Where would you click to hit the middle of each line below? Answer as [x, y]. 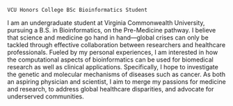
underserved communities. [46, 96]
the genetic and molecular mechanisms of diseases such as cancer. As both [116, 74]
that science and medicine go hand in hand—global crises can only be [108, 37]
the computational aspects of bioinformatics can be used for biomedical [110, 60]
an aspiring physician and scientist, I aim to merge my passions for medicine [116, 82]
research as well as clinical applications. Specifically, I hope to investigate [113, 67]
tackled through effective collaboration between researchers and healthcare [116, 45]
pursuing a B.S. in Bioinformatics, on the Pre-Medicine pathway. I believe [112, 30]
